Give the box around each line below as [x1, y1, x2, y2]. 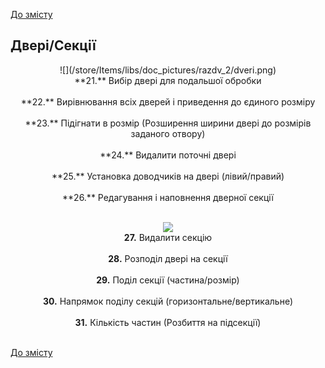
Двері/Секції [10, 37, 97, 54]
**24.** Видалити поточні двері [99, 149, 237, 161]
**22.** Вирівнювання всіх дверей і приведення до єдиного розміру [20, 95, 316, 108]
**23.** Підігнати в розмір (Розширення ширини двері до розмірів [24, 117, 312, 129]
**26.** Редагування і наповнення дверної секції [62, 191, 274, 203]
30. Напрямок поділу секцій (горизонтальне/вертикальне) [43, 295, 293, 307]
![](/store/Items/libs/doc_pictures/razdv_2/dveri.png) [59, 64, 277, 76]
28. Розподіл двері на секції [108, 252, 228, 264]
